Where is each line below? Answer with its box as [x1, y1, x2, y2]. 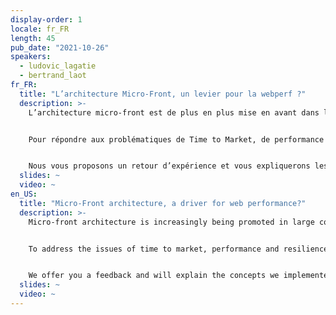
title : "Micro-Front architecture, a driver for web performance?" [19, 198, 307, 208]
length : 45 [10, 33, 56, 43]
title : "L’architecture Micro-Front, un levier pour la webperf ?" [19, 89, 307, 99]
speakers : [10, 52, 52, 62]
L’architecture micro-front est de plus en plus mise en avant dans [28, 107, 320, 118]
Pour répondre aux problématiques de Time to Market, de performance [28, 134, 325, 145]
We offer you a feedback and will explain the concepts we [28, 271, 280, 281]
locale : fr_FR [10, 24, 70, 34]
